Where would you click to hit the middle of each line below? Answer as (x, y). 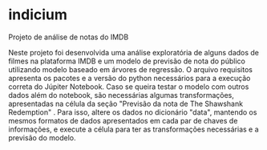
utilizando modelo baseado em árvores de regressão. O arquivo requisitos (130, 69)
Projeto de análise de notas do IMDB (69, 37)
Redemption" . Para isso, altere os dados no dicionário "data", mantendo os (133, 112)
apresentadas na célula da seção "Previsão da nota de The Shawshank (125, 103)
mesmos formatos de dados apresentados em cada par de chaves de (123, 120)
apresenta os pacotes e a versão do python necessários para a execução (129, 78)
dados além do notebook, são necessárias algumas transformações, (121, 95)
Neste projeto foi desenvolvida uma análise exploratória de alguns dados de (133, 52)
